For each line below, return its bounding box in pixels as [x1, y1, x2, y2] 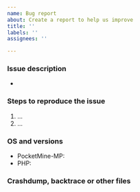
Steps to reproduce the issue [7, 96, 106, 106]
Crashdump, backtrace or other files [7, 176, 131, 185]
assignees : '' [7, 36, 48, 42]
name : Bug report [7, 10, 57, 17]
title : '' [7, 23, 36, 29]
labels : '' [7, 29, 38, 36]
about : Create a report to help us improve [7, 16, 134, 23]
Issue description [7, 64, 67, 74]
